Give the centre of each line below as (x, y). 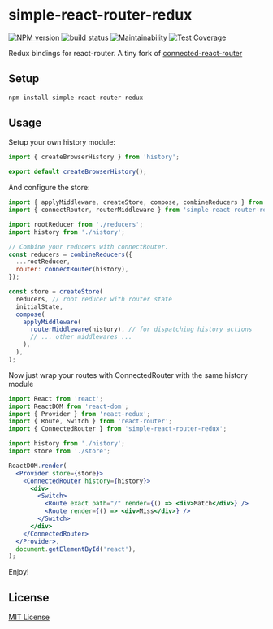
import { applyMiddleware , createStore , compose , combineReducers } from (136, 202)
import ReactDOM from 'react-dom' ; (69, 406)
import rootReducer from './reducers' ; (76, 224)
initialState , (39, 306)
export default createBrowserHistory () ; (78, 172)
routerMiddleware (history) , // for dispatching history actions (141, 330)
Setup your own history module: (62, 142)
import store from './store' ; (60, 451)
